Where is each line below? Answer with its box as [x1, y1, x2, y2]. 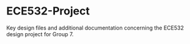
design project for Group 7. [6, 30, 74, 37]
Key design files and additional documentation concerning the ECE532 [6, 24, 185, 31]
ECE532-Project [6, 4, 90, 18]
